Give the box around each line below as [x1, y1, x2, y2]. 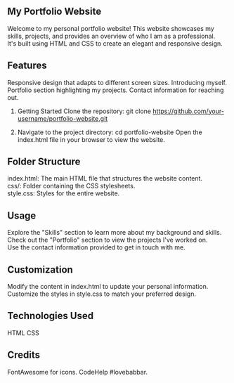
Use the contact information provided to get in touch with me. [7, 243, 186, 252]
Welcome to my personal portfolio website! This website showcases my [7, 24, 214, 32]
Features [7, 60, 47, 72]
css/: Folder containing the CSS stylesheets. [7, 182, 136, 190]
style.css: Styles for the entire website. [7, 189, 120, 197]
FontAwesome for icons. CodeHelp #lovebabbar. [7, 368, 148, 376]
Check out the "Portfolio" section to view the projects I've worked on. [7, 235, 208, 245]
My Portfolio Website [7, 6, 102, 18]
